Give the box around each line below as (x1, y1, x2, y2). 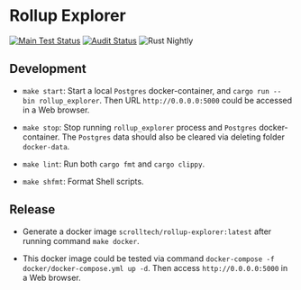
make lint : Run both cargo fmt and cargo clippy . (22, 159, 205, 169)
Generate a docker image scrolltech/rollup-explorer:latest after (22, 226, 272, 237)
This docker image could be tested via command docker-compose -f (22, 253, 275, 264)
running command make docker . (22, 235, 140, 246)
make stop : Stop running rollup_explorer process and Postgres (22, 122, 257, 132)
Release (9, 202, 56, 217)
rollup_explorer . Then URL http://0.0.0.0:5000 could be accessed (39, 95, 293, 105)
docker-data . (22, 140, 70, 151)
